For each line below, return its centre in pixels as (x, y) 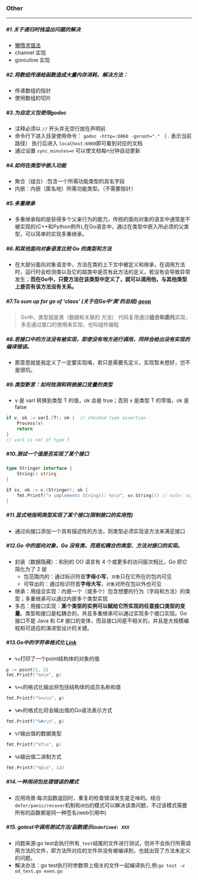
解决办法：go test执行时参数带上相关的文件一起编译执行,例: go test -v (100, 865)
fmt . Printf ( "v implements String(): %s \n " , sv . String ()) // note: (100, 495)
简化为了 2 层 (31, 569)
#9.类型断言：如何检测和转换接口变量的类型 (60, 384)
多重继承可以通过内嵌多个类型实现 (66, 598)
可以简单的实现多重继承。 (56, 234)
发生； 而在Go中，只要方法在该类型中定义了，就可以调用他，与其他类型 (101, 279)
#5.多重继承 (21, 203)
